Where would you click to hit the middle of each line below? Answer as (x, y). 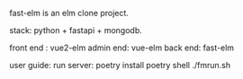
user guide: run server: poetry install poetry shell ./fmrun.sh (120, 65)
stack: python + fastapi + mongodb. (76, 30)
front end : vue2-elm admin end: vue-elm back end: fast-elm (122, 48)
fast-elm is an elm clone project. (69, 13)
